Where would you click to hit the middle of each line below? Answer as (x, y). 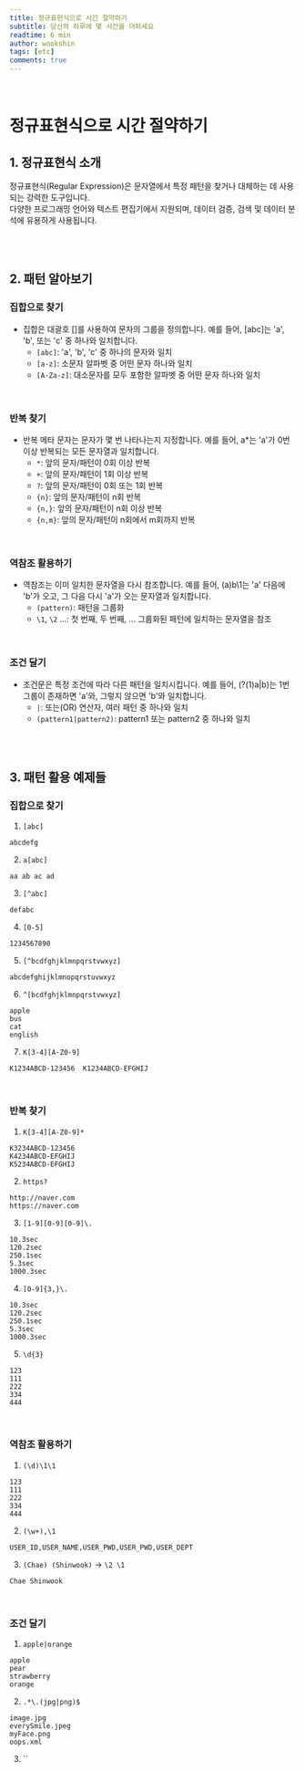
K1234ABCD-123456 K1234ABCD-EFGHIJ (79, 1068)
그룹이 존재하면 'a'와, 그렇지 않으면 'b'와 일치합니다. (115, 695)
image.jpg (28, 1718)
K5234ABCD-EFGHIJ (42, 1164)
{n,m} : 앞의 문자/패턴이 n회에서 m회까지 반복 (116, 519)
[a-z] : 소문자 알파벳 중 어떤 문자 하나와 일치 (114, 363)
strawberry (30, 1677)
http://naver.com (42, 1198)
